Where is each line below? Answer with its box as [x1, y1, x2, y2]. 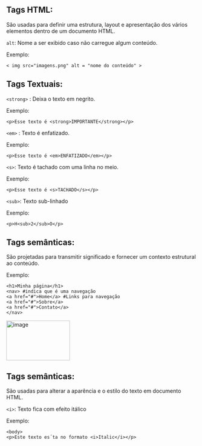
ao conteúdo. [6, 260, 39, 267]
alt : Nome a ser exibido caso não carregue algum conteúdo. [6, 39, 158, 46]
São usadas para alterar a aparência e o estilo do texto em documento [6, 387, 181, 394]
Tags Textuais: [6, 79, 64, 90]
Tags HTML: [6, 5, 53, 15]
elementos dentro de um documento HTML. [6, 27, 116, 35]
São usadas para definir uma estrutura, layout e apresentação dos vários [6, 21, 188, 28]
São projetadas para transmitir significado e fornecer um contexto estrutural [6, 253, 197, 261]
